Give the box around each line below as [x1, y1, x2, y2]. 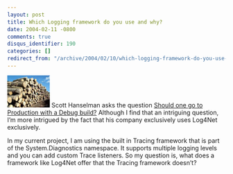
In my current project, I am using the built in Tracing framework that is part [7, 136, 220, 145]
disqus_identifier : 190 [7, 40, 76, 48]
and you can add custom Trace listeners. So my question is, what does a [7, 151, 215, 159]
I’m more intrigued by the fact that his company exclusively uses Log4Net [7, 115, 218, 124]
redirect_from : [7, 55, 51, 62]
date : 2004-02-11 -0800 [7, 26, 76, 33]
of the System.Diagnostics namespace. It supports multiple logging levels [7, 143, 217, 152]
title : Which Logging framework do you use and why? [7, 18, 163, 26]
